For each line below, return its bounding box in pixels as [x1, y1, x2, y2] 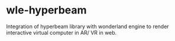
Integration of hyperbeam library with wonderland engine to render [6, 23, 170, 30]
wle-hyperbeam [6, 4, 87, 17]
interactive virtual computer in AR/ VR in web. [6, 29, 117, 36]
